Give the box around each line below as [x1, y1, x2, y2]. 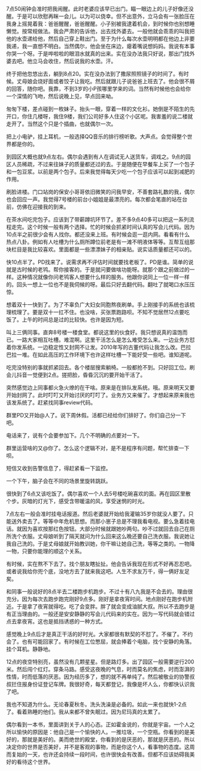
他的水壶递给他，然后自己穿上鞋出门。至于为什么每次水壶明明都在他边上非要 [6, 35, 195, 42]
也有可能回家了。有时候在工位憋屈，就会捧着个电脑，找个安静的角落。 [22, 638, 195, 645]
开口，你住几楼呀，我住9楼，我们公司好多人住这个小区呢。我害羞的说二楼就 [6, 113, 193, 120]
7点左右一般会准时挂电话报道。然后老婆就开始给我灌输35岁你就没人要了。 [6, 510, 188, 517]
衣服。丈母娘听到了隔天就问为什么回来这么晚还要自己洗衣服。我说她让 [22, 533, 195, 540]
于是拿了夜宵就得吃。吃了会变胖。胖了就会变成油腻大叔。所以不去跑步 [16, 603, 190, 610]
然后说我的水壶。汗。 [63, 57, 117, 65]
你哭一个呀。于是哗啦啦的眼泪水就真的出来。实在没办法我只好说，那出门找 [6, 50, 190, 57]
